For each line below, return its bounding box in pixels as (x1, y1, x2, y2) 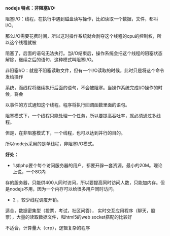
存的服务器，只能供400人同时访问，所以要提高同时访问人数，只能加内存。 (5, 179, 161, 186)
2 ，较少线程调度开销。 (12, 197, 62, 203)
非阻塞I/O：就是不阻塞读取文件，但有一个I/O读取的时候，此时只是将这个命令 (5, 67, 165, 73)
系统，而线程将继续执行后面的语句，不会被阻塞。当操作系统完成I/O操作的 (5, 85, 158, 91)
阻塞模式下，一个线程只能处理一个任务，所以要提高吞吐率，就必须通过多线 (5, 113, 161, 119)
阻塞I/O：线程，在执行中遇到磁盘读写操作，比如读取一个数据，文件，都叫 (5, 16, 158, 22)
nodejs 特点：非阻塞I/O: (5, 5, 56, 11)
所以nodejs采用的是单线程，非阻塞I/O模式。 (5, 141, 97, 147)
